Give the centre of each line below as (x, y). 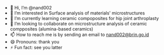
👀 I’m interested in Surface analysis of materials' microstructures (77, 13)
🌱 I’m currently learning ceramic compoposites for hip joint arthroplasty (85, 18)
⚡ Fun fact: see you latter (36, 47)
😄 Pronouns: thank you (35, 42)
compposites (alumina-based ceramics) (52, 29)
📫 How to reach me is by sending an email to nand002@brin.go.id (79, 34)
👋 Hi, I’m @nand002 (31, 8)
